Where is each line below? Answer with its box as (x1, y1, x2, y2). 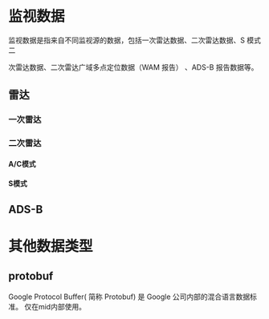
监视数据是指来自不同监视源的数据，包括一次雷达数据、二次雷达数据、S (8, 35, 245, 45)
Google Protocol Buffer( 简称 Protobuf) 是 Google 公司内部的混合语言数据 (8, 292, 251, 301)
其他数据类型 (8, 237, 94, 255)
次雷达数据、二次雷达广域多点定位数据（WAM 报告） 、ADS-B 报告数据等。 (8, 62, 259, 72)
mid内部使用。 (38, 301, 87, 311)
